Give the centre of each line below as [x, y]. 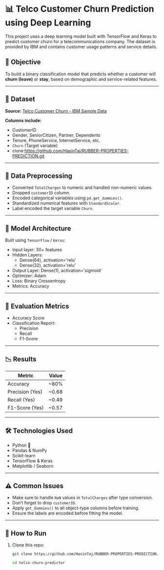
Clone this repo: [28, 545]
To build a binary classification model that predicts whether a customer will [81, 74]
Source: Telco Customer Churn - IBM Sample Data [56, 111]
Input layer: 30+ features [37, 250]
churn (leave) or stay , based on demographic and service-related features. [81, 79]
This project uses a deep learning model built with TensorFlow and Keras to [81, 36]
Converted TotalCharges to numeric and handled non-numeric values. [82, 188]
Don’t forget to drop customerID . [44, 503]
